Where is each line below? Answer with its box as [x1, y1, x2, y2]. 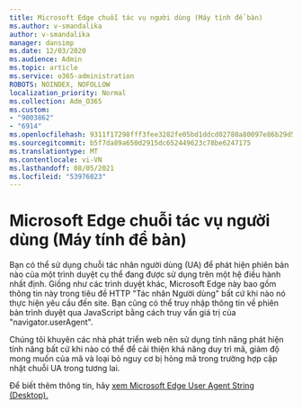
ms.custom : [9, 105, 50, 114]
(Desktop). [9, 390, 49, 401]
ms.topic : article [9, 64, 78, 73]
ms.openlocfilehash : [9, 130, 87, 139]
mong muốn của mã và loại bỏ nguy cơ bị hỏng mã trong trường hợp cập [9, 353, 278, 364]
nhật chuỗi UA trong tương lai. [9, 363, 120, 374]
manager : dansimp [9, 38, 75, 48]
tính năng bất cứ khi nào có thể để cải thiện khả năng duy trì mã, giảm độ [9, 343, 280, 355]
